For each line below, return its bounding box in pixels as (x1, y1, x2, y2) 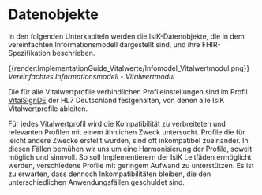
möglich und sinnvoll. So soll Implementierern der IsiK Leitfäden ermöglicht (8, 152, 252, 162)
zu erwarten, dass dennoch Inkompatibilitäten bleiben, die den (8, 169, 211, 178)
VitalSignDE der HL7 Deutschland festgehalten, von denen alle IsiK (8, 95, 225, 105)
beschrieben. (52, 48, 95, 57)
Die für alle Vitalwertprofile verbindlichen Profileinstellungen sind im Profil (8, 86, 248, 96)
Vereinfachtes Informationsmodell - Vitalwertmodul (8, 72, 175, 81)
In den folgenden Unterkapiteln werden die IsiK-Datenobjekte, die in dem (8, 31, 245, 41)
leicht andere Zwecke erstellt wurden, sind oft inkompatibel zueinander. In (8, 135, 249, 145)
